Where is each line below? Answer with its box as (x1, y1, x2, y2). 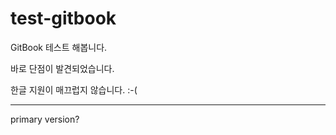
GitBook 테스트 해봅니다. (10, 41, 108, 53)
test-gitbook (10, 7, 117, 30)
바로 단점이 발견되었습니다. (10, 62, 115, 74)
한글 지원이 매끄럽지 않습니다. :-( (10, 83, 138, 96)
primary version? (10, 113, 80, 125)
